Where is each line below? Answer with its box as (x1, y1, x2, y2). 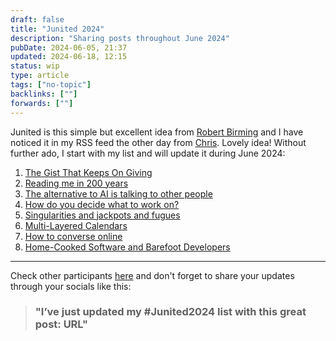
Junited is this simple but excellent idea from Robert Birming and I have (10, 126, 304, 138)
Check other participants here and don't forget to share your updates (10, 269, 295, 281)
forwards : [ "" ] (10, 98, 74, 108)
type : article (10, 71, 70, 81)
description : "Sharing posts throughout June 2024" (10, 33, 230, 43)
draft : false (10, 14, 65, 25)
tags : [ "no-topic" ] (10, 80, 92, 90)
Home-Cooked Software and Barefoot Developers (24, 241, 231, 253)
